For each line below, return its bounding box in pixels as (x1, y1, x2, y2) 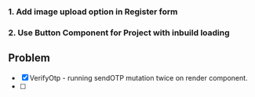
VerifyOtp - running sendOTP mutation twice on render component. (29, 73, 249, 82)
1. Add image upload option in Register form (8, 6, 178, 17)
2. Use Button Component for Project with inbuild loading (8, 27, 230, 38)
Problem (8, 52, 51, 65)
